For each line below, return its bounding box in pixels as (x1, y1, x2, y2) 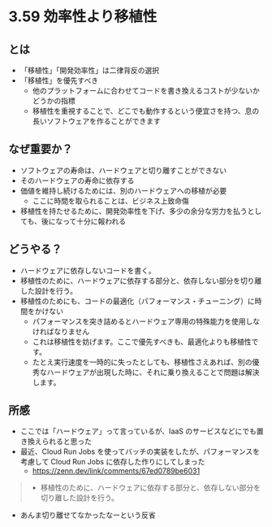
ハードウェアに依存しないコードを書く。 (19, 265, 156, 275)
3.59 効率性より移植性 (8, 7, 158, 26)
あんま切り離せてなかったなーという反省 (19, 510, 156, 520)
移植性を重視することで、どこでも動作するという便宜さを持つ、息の (32, 107, 260, 115)
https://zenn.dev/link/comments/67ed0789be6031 (32, 466, 201, 476)
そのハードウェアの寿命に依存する (19, 176, 135, 185)
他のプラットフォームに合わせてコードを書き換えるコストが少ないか (32, 86, 260, 95)
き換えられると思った (19, 437, 92, 446)
